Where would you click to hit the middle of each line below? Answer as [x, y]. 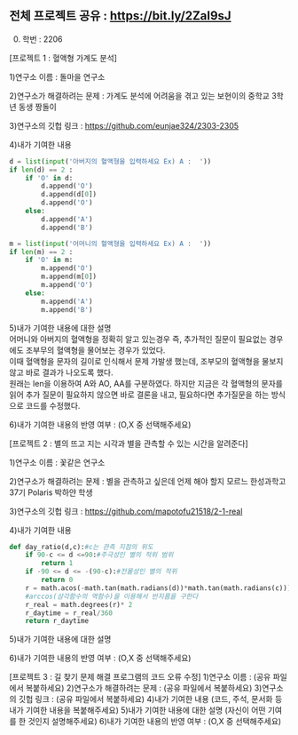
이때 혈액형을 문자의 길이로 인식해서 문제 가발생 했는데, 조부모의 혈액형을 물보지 [146, 361]
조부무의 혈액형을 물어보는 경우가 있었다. [95, 350]
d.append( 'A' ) [67, 219]
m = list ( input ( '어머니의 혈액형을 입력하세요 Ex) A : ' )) [110, 244]
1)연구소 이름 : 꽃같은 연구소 [57, 462]
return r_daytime [57, 621]
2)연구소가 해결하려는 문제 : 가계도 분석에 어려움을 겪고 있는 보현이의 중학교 [140, 95]
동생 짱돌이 [38, 107]
